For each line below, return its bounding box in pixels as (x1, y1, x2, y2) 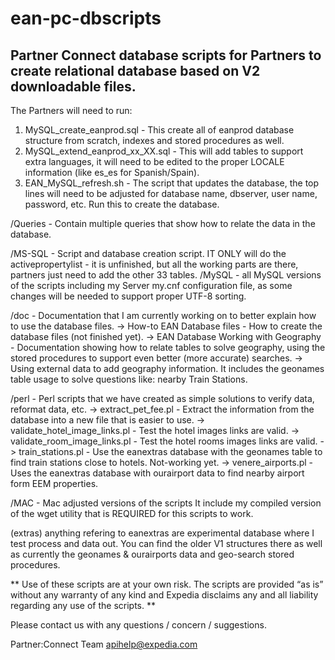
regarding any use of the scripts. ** (10, 600, 157, 611)
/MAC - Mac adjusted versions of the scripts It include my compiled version (10, 497, 322, 509)
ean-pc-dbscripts (10, 7, 162, 30)
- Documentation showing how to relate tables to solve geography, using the (10, 342, 326, 353)
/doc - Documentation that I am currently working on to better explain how (10, 310, 317, 321)
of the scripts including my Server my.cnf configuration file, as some (10, 280, 293, 291)
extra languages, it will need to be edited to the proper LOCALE (24, 156, 285, 167)
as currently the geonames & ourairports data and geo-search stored (10, 548, 295, 560)
